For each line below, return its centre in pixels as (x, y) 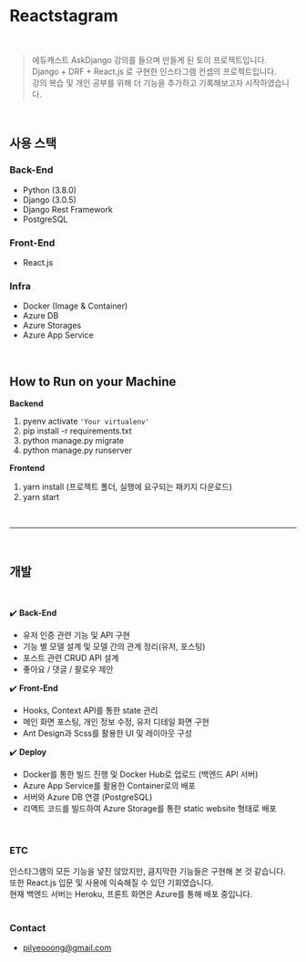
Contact (28, 928)
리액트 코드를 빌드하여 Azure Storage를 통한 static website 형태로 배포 (149, 808)
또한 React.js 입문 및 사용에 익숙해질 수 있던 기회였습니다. (112, 883)
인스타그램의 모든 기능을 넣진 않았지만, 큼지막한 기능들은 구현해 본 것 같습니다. (148, 872)
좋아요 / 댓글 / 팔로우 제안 (68, 669)
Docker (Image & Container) (75, 306)
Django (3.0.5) (50, 199)
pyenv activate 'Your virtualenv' (86, 422)
